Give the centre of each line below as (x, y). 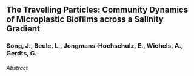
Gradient (23, 29)
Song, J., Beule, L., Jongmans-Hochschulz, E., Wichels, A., (95, 46)
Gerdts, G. (22, 54)
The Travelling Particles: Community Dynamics (97, 10)
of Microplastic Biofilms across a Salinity (85, 20)
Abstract (17, 68)
